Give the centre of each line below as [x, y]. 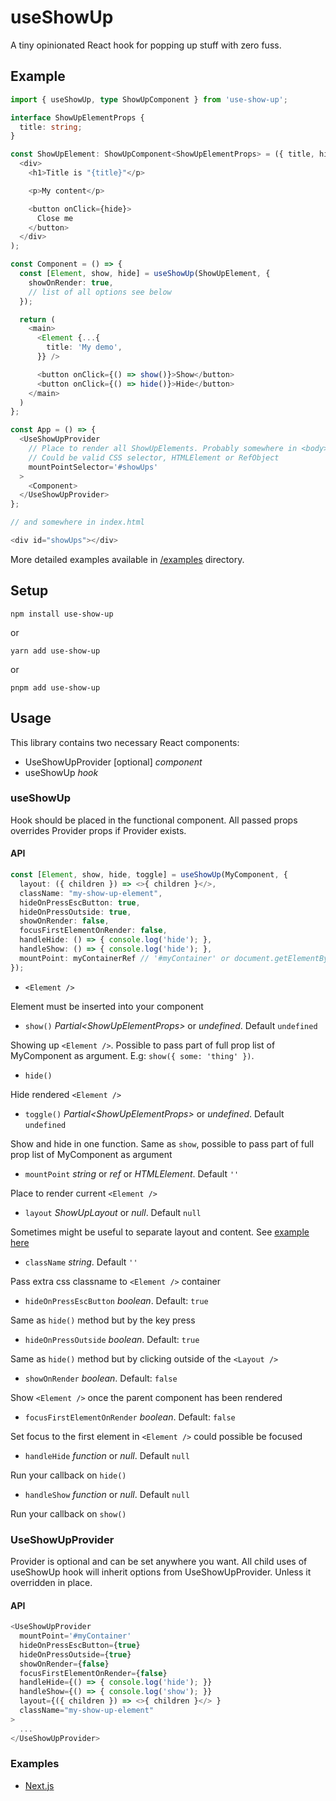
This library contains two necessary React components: [125, 742]
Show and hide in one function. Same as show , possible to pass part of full [162, 1143]
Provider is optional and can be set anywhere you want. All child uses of [159, 1561]
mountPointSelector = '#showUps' [93, 467]
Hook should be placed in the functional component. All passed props [154, 820]
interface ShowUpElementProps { [77, 117]
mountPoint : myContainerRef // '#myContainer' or [124, 958]
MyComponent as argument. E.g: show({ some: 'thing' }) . [132, 1055]
